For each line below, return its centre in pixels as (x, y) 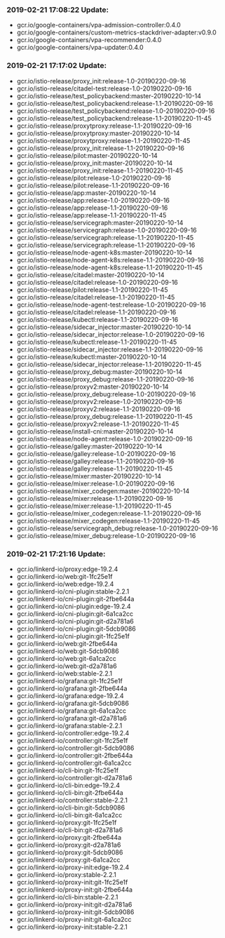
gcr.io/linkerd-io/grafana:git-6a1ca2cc (71, 711)
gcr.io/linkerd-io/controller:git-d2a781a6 (74, 777)
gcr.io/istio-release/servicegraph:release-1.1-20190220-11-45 (105, 237)
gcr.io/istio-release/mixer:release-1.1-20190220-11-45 (94, 506)
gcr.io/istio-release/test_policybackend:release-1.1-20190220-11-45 (114, 118)
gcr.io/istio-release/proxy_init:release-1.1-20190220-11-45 (100, 170)
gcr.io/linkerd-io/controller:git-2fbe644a (75, 755)
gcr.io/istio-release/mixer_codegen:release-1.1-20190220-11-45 (108, 521)
